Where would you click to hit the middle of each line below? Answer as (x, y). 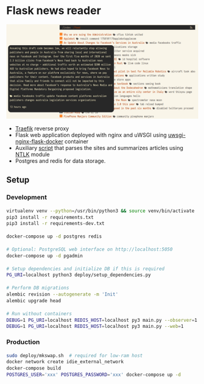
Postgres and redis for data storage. (60, 161)
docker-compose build (34, 368)
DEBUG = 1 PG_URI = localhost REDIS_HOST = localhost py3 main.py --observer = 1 (102, 320)
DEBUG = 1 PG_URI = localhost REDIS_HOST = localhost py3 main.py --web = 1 (95, 327)
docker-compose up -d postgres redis (54, 236)
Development (27, 197)
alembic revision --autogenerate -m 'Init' (62, 294)
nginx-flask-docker (39, 141)
